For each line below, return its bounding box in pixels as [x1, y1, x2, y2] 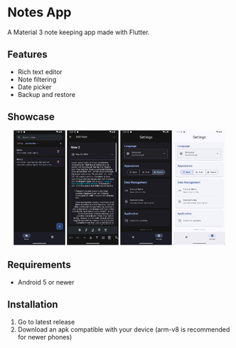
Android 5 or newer [17, 277, 75, 286]
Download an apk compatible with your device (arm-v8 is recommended [17, 325, 230, 334]
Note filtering [17, 75, 57, 83]
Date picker [17, 83, 52, 91]
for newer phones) [17, 332, 73, 341]
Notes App [7, 4, 72, 21]
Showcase [7, 111, 55, 123]
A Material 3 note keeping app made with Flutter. [7, 28, 150, 36]
